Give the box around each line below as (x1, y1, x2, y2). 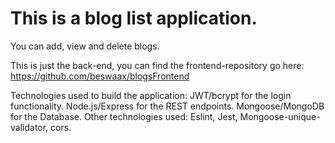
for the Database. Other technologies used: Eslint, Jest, (10, 110, 238, 122)
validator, (10, 121, 49, 133)
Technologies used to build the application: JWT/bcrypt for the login (10, 89, 292, 101)
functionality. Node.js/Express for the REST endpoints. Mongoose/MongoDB (10, 100, 325, 112)
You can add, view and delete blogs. (10, 40, 160, 52)
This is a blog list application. (10, 7, 258, 30)
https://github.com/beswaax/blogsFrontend (10, 70, 190, 82)
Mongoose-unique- (239, 110, 321, 122)
